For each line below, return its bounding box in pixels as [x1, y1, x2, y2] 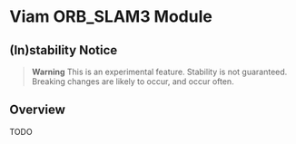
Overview [9, 102, 66, 118]
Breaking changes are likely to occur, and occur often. [31, 76, 234, 87]
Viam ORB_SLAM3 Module [9, 6, 213, 27]
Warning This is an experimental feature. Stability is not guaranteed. [31, 66, 288, 77]
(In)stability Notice [9, 43, 118, 58]
